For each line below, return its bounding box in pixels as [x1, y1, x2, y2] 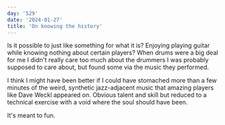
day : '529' [7, 10, 38, 17]
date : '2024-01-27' [7, 16, 63, 23]
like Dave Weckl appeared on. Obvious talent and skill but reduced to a [7, 91, 207, 99]
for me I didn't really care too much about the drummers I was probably [7, 56, 209, 64]
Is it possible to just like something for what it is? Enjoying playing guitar [7, 42, 211, 50]
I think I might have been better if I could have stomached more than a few [7, 77, 217, 85]
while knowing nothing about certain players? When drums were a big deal [7, 48, 218, 57]
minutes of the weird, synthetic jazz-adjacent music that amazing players [7, 83, 214, 92]
